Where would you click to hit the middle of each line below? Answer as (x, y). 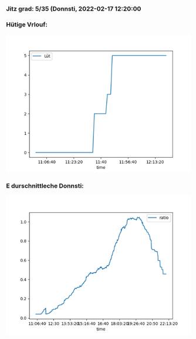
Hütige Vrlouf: (27, 24)
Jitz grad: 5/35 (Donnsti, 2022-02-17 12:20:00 (74, 9)
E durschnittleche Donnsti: (45, 186)
